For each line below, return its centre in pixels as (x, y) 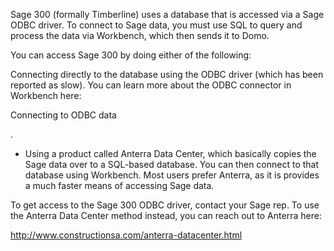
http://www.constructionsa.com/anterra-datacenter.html (126, 235)
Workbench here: (46, 95)
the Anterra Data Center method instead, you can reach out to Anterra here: (166, 215)
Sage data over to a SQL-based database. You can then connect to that (172, 164)
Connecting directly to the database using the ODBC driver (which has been (167, 74)
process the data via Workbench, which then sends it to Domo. (140, 35)
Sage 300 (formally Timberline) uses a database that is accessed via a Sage (167, 14)
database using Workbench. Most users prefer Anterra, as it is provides (172, 175)
